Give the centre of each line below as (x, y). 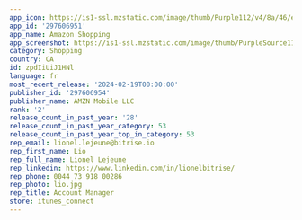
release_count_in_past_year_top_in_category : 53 (102, 135)
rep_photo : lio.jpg (46, 185)
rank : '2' (28, 110)
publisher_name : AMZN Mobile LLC (72, 101)
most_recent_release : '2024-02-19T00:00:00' (94, 84)
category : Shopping (46, 51)
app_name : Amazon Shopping (60, 34)
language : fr (34, 76)
